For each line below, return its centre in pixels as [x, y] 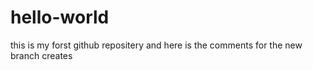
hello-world [60, 17]
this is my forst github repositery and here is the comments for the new [156, 45]
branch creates [41, 55]
